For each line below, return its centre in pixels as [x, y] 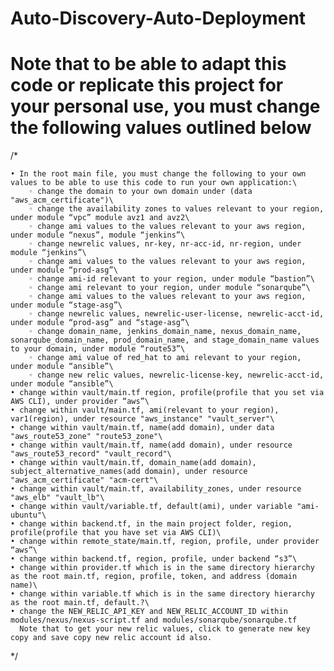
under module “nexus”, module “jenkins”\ [98, 235]
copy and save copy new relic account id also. [111, 638]
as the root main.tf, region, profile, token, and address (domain [154, 577]
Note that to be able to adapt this [148, 64]
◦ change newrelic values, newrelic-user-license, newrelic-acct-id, [176, 314]
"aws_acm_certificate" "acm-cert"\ [84, 480]
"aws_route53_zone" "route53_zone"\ [86, 437]
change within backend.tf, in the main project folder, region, [156, 524]
